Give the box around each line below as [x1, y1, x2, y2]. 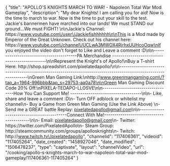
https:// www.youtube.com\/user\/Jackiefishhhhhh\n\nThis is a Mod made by [5, 31, 165, 37]
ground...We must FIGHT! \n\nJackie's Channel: [5, 26, 105, 32]
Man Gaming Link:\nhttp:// [45, 74, 100, 80]
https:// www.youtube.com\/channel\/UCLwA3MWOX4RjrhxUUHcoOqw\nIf [5, 42, 161, 48]
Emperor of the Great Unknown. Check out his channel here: [5, 36, 132, 43]
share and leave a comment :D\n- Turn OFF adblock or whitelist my [5, 96, 146, 102]
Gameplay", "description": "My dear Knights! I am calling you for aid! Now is [5, 10, 164, 16]
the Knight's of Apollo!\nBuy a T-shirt [77, 58, 155, 64]
